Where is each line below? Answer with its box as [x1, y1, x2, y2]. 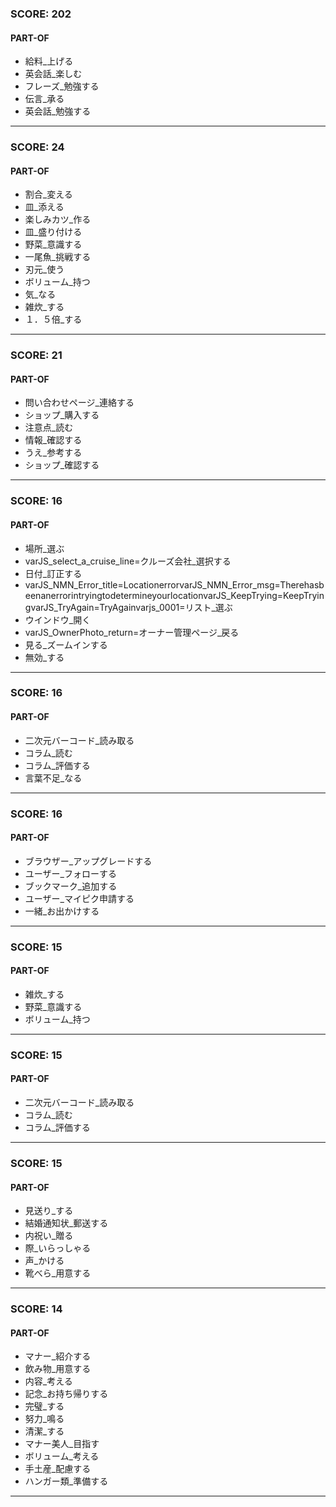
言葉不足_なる [24, 772, 83, 784]
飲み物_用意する [24, 1363, 92, 1375]
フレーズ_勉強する [24, 80, 100, 92]
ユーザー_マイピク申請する [24, 892, 135, 904]
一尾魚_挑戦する [24, 251, 92, 263]
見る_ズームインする [24, 638, 108, 651]
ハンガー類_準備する [24, 1475, 109, 1487]
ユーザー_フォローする [24, 867, 117, 879]
